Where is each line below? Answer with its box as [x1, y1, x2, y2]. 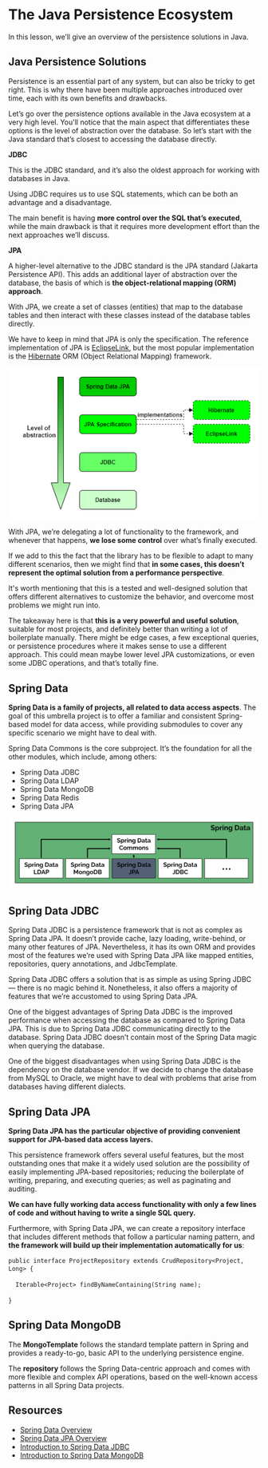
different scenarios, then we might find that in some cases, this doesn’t [8, 560, 245, 569]
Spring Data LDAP [19, 776, 80, 785]
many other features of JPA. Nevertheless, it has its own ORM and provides [8, 942, 256, 952]
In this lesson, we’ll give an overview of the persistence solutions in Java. [8, 32, 249, 42]
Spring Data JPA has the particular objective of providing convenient [8, 1126, 241, 1136]
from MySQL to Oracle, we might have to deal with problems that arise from [8, 1074, 257, 1083]
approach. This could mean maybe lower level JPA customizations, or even [8, 650, 255, 659]
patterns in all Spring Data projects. [8, 1380, 125, 1390]
